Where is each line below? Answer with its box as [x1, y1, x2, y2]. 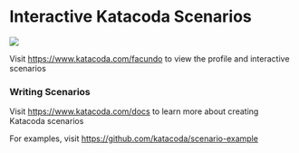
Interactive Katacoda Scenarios [9, 6, 252, 27]
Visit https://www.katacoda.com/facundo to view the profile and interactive [9, 53, 290, 64]
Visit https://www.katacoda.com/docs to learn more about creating [9, 106, 259, 117]
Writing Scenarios [9, 85, 91, 98]
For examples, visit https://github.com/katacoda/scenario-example [9, 133, 258, 144]
